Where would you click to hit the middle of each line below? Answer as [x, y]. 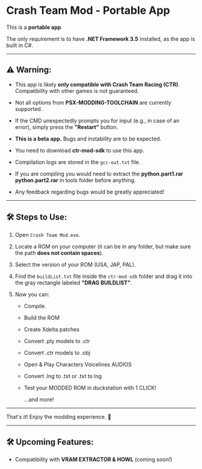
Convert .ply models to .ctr [57, 341]
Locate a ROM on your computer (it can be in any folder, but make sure [103, 246]
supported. [29, 109]
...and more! [39, 399]
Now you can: [32, 294]
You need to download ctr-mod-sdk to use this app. [80, 150]
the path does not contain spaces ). [59, 253]
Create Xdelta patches [52, 329]
